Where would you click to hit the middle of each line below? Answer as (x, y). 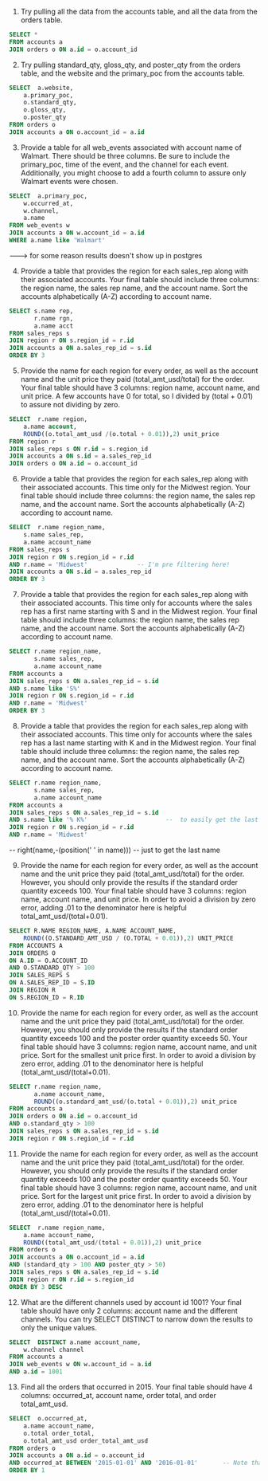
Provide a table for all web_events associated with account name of (131, 147)
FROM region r (33, 442)
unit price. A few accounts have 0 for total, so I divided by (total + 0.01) (137, 396)
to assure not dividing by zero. (70, 405)
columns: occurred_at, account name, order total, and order (118, 1395)
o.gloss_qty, (45, 110)
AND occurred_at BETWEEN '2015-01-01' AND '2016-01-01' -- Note (128, 1463)
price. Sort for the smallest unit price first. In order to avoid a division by (138, 1055)
